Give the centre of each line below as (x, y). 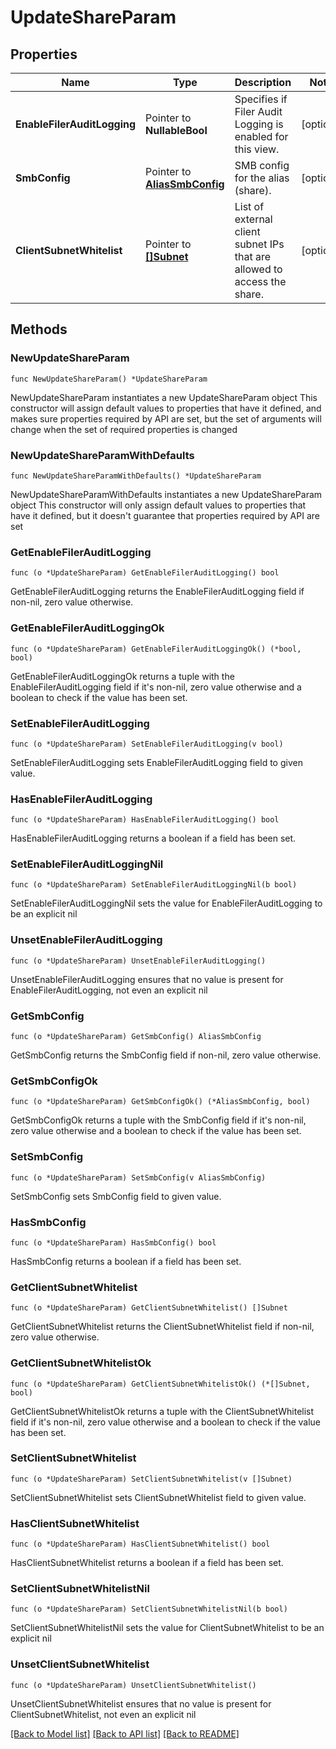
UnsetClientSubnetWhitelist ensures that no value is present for (141, 1703)
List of (249, 206)
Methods (39, 329)
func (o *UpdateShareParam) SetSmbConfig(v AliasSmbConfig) (138, 1177)
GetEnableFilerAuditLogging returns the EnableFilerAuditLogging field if (157, 592)
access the (260, 281)
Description (263, 82)
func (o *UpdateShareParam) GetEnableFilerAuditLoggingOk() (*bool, (156, 649)
